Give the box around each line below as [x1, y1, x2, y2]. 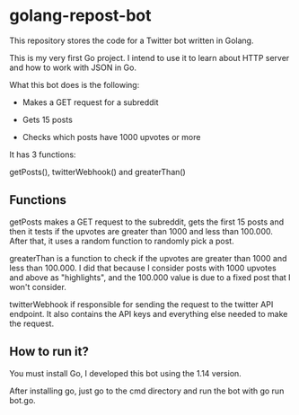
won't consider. [9, 281, 67, 292]
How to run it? [9, 344, 90, 359]
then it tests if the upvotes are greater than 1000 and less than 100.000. [9, 225, 274, 236]
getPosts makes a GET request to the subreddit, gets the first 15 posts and [9, 216, 285, 227]
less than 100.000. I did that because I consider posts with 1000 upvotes [9, 262, 277, 273]
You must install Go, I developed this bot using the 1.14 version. [9, 367, 242, 378]
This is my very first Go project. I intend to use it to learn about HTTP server [9, 52, 290, 63]
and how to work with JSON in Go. [9, 62, 137, 73]
